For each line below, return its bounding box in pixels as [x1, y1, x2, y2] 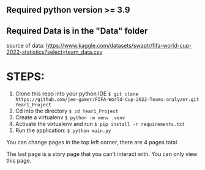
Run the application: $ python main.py [15, 127, 111, 134]
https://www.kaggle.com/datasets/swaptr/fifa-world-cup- [45, 42, 192, 50]
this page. [6, 157, 32, 164]
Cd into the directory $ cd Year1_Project [15, 107, 119, 115]
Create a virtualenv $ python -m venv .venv [15, 114, 125, 121]
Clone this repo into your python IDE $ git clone [15, 90, 139, 97]
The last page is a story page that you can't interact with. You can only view [6, 150, 198, 158]
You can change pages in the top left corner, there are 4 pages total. [6, 139, 179, 146]
